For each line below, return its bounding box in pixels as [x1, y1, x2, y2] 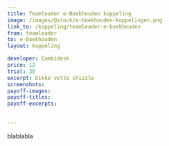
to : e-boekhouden [7, 36, 57, 43]
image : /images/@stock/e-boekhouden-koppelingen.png [7, 17, 163, 24]
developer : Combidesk [7, 55, 70, 63]
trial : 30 [7, 67, 36, 75]
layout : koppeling [7, 42, 60, 49]
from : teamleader [7, 29, 57, 37]
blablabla [7, 131, 33, 140]
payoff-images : [7, 88, 51, 95]
